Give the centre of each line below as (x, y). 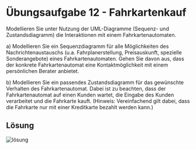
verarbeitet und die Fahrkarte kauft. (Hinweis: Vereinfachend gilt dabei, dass (98, 101)
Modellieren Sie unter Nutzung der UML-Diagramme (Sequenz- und (88, 29)
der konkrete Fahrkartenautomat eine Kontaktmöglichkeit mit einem (87, 65)
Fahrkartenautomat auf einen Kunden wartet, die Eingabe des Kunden (90, 95)
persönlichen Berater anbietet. (43, 71)
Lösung (20, 126)
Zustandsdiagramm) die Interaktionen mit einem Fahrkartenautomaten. (91, 34)
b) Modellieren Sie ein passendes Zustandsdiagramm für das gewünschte (95, 82)
